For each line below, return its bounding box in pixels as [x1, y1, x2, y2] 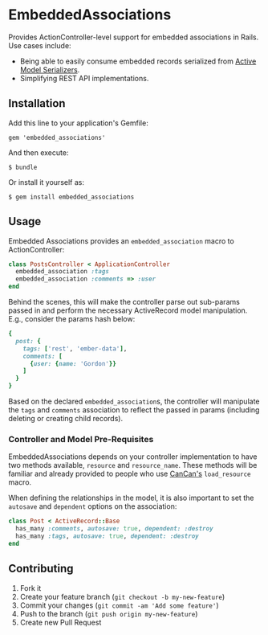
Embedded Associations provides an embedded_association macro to [8, 236, 234, 246]
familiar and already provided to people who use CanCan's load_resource [8, 469, 251, 479]
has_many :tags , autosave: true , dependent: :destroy [15, 532, 199, 540]
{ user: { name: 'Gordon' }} [29, 359, 116, 367]
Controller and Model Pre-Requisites [8, 433, 154, 444]
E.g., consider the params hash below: [8, 314, 136, 324]
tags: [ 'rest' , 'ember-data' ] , [22, 344, 128, 353]
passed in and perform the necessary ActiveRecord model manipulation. [8, 305, 248, 315]
